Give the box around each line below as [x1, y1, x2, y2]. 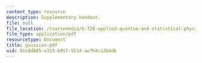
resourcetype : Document [6, 37, 66, 43]
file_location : [6, 25, 44, 32]
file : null [6, 20, 34, 26]
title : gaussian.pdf [6, 43, 58, 49]
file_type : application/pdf [6, 31, 77, 37]
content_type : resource [6, 8, 66, 15]
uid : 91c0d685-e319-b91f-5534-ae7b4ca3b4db [6, 48, 117, 54]
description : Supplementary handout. [6, 14, 101, 20]
